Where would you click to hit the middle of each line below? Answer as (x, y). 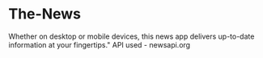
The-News (45, 14)
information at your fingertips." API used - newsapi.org (100, 44)
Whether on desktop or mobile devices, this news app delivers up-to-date (131, 36)
